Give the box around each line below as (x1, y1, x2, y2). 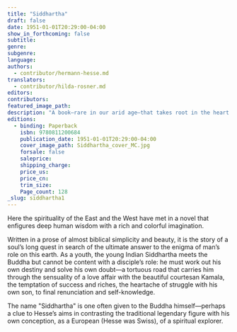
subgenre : (7, 50, 37, 57)
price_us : (20, 168, 50, 176)
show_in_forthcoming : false (7, 30, 91, 38)
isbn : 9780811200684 (20, 129, 81, 136)
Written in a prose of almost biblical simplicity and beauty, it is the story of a (7, 235, 229, 244)
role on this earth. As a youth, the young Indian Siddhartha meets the (7, 251, 208, 259)
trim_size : (20, 181, 52, 188)
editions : (7, 115, 37, 122)
